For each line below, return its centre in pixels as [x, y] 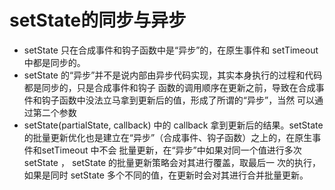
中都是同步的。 [54, 62]
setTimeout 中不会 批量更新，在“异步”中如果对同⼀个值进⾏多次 [171, 150]
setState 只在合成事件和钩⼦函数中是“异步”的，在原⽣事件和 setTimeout [171, 50]
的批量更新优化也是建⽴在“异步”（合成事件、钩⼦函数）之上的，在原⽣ [168, 137]
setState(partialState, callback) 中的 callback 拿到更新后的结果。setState [173, 125]
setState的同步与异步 [98, 20]
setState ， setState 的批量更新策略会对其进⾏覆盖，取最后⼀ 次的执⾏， [172, 162]
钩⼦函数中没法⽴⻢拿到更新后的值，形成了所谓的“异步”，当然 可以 [178, 100]
